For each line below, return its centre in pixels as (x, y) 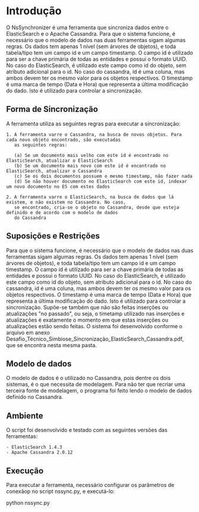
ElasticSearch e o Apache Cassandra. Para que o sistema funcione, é (91, 33)
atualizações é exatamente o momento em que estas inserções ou (87, 320)
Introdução (34, 11)
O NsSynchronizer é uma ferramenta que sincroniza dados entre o (88, 27)
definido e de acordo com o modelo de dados (62, 212)
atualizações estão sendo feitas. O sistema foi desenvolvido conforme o (94, 326)
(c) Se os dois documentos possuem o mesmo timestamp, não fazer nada (103, 176)
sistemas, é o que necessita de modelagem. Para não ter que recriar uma (96, 384)
